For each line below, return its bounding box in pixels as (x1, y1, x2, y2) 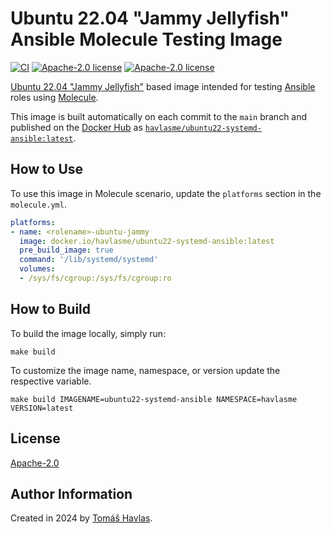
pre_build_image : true (19, 245, 114, 256)
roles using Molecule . (10, 91, 99, 103)
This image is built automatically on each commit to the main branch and (10, 110, 308, 122)
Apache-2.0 (10, 457, 60, 469)
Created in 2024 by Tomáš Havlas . (10, 512, 153, 524)
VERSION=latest (10, 403, 74, 413)
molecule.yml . (10, 198, 67, 210)
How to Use (10, 161, 84, 178)
